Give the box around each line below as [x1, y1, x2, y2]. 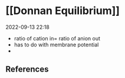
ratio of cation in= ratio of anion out [14, 35, 101, 42]
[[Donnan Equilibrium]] [5, 4, 120, 18]
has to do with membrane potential [14, 41, 99, 48]
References [5, 65, 49, 74]
